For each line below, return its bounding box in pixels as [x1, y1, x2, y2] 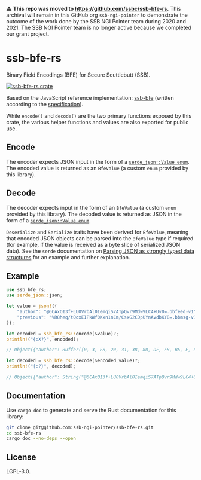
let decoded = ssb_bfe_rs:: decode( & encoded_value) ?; [6, 358, 141, 364]
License [6, 452, 36, 462]
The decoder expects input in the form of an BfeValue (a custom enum [6, 204, 176, 211]
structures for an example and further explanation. [6, 253, 130, 261]
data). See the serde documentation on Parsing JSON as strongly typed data [6, 247, 195, 255]
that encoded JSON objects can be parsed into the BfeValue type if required [6, 234, 194, 241]
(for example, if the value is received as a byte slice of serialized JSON [6, 241, 181, 248]
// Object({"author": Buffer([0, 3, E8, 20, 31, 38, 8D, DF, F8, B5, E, [6, 347, 191, 353]
